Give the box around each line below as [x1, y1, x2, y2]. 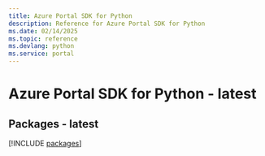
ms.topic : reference [8, 34, 79, 43]
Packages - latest [8, 117, 99, 131]
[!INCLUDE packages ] [8, 139, 82, 148]
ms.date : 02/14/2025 [8, 27, 79, 35]
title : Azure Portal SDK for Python [8, 11, 132, 20]
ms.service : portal [8, 50, 75, 58]
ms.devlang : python [8, 42, 75, 50]
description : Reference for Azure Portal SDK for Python [8, 19, 206, 28]
